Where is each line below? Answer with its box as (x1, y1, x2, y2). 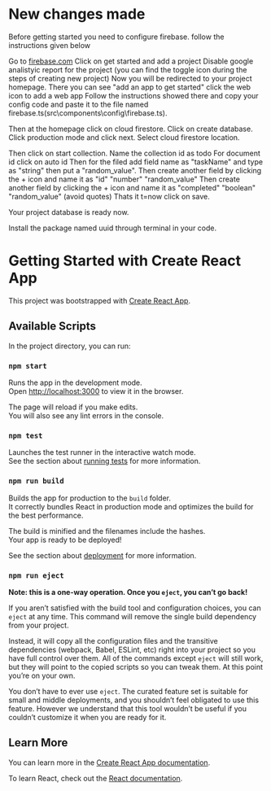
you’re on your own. (8, 671, 76, 680)
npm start (8, 361, 47, 370)
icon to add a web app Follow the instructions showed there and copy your (8, 90, 259, 100)
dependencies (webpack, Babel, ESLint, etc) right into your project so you (8, 645, 256, 654)
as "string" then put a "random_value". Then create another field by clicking (8, 165, 262, 175)
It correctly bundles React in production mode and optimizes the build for (8, 501, 254, 511)
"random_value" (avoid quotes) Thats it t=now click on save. (8, 191, 210, 201)
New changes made (8, 5, 146, 24)
